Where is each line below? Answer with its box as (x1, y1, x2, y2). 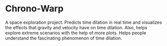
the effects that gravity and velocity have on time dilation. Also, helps (5, 24, 147, 30)
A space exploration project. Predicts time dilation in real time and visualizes (5, 19, 162, 25)
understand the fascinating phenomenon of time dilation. (5, 35, 122, 41)
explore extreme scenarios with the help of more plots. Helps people (5, 30, 146, 36)
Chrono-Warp (5, 3, 64, 14)
